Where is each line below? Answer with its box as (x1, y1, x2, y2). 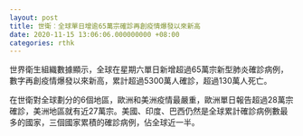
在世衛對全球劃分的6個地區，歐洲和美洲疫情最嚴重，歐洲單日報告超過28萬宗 (9, 95, 294, 105)
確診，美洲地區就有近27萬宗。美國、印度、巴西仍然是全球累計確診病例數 (9, 105, 280, 117)
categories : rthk (9, 38, 75, 48)
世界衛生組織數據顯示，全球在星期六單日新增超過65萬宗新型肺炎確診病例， (9, 64, 289, 75)
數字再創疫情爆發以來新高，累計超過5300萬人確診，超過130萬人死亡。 (9, 76, 272, 86)
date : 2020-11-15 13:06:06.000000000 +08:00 (9, 30, 180, 39)
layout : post (9, 13, 59, 23)
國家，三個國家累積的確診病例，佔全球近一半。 (24, 117, 200, 128)
